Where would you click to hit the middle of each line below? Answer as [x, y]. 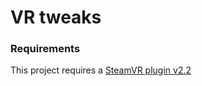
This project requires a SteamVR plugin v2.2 [101, 70]
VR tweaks [56, 17]
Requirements [45, 49]
